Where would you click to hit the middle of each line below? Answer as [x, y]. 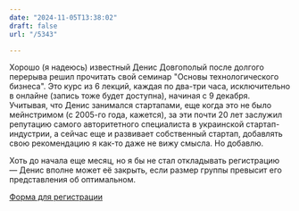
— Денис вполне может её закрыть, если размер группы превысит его [146, 170]
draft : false [33, 26]
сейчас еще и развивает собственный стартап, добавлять [172, 134]
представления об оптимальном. [73, 180]
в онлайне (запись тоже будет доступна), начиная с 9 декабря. [130, 96]
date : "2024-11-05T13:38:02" [63, 17]
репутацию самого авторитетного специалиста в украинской [127, 124]
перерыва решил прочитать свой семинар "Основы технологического [144, 77]
